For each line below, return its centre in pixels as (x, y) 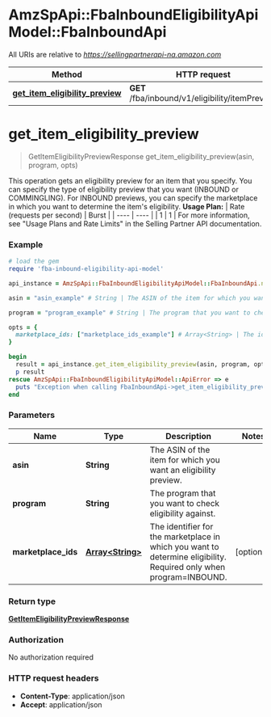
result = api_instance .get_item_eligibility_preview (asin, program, (133, 365)
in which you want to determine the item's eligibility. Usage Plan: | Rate (127, 206)
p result (30, 372)
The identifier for (181, 526)
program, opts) (53, 165)
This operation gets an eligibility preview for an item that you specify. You (130, 180)
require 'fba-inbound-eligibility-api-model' (86, 269)
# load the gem (34, 261)
